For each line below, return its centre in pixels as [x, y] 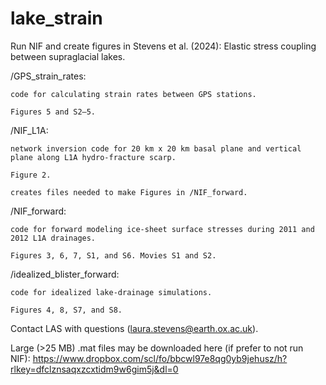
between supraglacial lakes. [68, 56]
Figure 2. [31, 175]
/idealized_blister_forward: [65, 274]
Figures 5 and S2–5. [53, 112]
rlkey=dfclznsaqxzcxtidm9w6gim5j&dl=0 [94, 369]
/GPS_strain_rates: [48, 76]
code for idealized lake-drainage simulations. [111, 292]
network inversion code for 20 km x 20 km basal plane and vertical [156, 148]
